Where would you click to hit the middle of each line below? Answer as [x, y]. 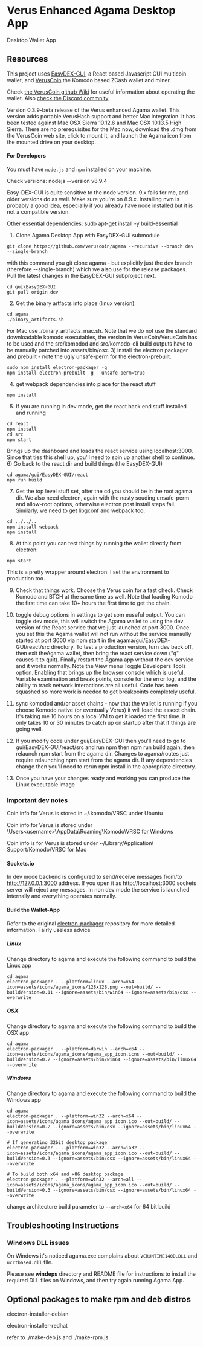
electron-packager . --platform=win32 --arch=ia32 [72, 1148]
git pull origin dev [33, 292]
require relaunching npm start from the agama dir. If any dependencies [104, 760]
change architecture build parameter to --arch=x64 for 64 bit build [89, 1206]
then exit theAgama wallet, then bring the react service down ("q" [97, 653]
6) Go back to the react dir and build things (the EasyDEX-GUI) [85, 463]
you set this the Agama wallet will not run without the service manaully [103, 634]
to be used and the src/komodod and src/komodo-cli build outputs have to [99, 343]
